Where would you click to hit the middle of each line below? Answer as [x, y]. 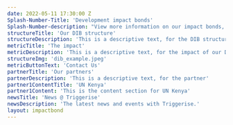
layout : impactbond [35, 110]
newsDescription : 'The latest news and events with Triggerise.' [103, 104]
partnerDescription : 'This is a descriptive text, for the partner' [108, 78]
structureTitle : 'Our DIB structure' [62, 33]
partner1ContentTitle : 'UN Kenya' [57, 85]
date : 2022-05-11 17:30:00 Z [49, 14]
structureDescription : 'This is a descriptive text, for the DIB [103, 40]
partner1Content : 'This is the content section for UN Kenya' [99, 91]
